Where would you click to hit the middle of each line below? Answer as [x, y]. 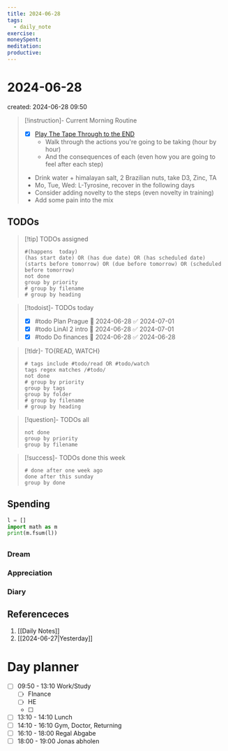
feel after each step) [74, 164]
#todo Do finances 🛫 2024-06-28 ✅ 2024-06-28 [105, 337]
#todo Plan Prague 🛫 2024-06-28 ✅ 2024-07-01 [104, 321]
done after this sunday [59, 477]
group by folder [48, 394]
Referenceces [38, 614]
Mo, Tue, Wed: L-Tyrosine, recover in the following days [115, 185]
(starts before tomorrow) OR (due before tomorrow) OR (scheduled [123, 264]
